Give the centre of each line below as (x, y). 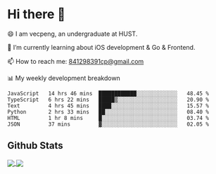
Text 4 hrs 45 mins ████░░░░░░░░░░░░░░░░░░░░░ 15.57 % (108, 106)
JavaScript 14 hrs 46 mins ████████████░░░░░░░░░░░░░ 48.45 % (108, 93)
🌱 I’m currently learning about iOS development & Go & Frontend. (101, 47)
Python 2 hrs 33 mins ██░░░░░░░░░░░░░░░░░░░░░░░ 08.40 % (108, 112)
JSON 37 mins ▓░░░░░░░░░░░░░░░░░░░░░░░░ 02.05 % (108, 124)
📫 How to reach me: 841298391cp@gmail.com (76, 61)
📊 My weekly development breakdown (64, 78)
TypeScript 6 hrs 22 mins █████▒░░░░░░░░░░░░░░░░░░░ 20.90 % (108, 100)
